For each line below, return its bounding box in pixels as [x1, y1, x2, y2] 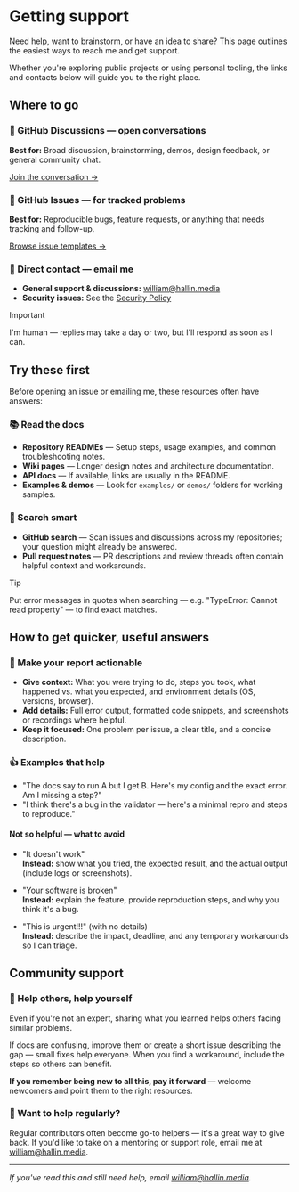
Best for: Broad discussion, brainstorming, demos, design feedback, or [9, 144, 270, 155]
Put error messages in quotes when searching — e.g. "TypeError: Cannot [9, 594, 278, 605]
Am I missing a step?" [21, 789, 102, 800]
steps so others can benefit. [9, 1058, 113, 1069]
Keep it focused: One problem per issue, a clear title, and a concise [21, 724, 271, 735]
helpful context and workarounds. [21, 559, 147, 571]
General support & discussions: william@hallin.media [21, 283, 221, 294]
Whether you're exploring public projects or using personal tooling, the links [9, 62, 287, 73]
